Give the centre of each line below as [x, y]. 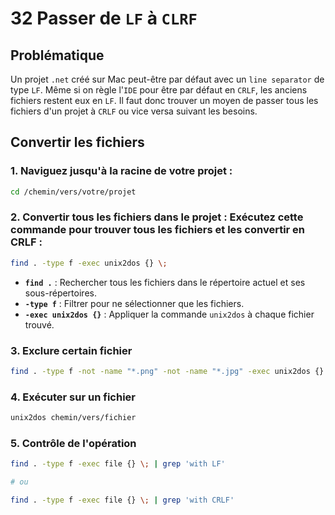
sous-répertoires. [60, 293]
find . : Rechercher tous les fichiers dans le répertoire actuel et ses [165, 282]
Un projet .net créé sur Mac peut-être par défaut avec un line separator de [167, 79]
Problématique [57, 55]
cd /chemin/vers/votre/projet [73, 192]
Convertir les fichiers [77, 142]
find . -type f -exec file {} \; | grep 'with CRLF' [122, 500]
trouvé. [39, 324]
